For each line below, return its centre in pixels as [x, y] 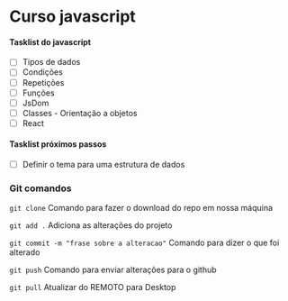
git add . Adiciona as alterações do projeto [91, 225]
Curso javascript [73, 17]
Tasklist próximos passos [58, 144]
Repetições [43, 82]
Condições [42, 72]
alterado [25, 252]
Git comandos [40, 188]
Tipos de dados [51, 62]
